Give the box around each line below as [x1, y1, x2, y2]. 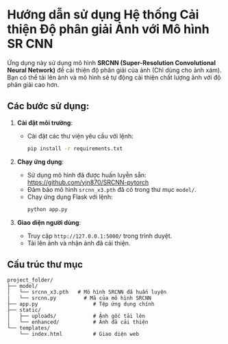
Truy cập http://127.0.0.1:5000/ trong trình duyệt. [27, 232, 173, 240]
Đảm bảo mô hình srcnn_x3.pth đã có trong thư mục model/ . [27, 185, 197, 193]
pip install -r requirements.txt [27, 145, 123, 152]
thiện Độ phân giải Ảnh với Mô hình [7, 21, 210, 37]
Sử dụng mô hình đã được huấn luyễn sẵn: [27, 171, 147, 179]
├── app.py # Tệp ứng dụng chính [7, 301, 155, 308]
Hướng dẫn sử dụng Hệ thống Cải [7, 7, 199, 23]
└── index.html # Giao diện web [19, 331, 139, 338]
